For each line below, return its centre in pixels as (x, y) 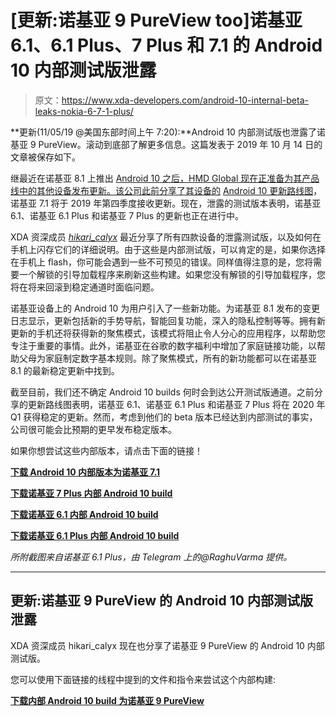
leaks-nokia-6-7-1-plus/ (84, 111)
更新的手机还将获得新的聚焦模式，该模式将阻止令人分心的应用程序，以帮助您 (168, 333)
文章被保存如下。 (45, 157)
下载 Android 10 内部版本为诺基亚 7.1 (85, 472)
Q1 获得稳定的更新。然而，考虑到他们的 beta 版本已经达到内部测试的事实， (164, 417)
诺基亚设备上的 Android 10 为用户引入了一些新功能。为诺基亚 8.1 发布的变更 (165, 308)
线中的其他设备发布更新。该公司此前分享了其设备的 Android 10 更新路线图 (162, 190)
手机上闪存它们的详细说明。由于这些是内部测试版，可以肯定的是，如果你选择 (168, 249)
